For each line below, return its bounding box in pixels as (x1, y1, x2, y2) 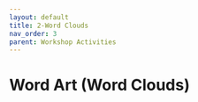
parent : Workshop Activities (9, 37, 117, 47)
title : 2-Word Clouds (9, 21, 89, 30)
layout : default (9, 12, 69, 22)
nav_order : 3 (9, 29, 57, 38)
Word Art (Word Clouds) (9, 76, 190, 95)
